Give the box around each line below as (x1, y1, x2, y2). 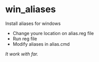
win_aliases (5, 4, 56, 15)
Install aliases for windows (5, 20, 61, 26)
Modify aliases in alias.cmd (12, 41, 70, 47)
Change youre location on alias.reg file (12, 30, 94, 36)
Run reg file (12, 36, 37, 42)
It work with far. (5, 51, 38, 57)
